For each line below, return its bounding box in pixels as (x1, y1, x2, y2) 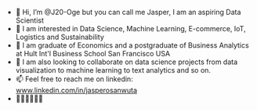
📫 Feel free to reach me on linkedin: (15, 74, 133, 84)
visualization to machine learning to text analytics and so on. (15, 66, 212, 74)
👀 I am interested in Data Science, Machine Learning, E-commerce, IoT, (15, 24, 246, 33)
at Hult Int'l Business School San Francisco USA (15, 49, 171, 58)
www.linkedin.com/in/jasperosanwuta (15, 86, 138, 95)
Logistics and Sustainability (15, 32, 104, 41)
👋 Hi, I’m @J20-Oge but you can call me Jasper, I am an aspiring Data (15, 8, 241, 16)
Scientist (15, 16, 45, 25)
